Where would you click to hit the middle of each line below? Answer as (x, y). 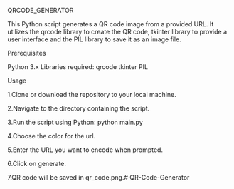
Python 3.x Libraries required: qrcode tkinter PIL (78, 67)
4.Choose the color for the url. (52, 136)
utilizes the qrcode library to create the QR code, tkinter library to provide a (117, 32)
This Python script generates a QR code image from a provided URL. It (111, 24)
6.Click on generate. (37, 164)
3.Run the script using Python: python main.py (75, 122)
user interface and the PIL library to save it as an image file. (94, 39)
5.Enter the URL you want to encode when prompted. (85, 150)
